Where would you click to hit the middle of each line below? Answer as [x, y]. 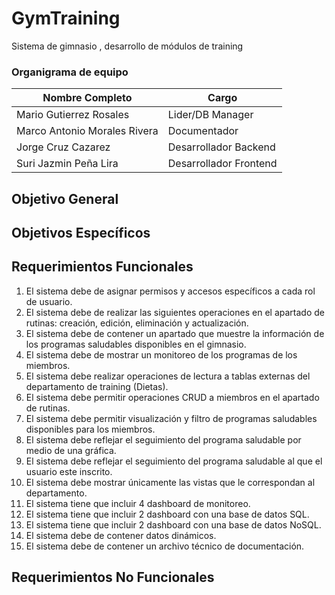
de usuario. [49, 301]
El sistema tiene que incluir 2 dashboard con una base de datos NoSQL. [173, 524]
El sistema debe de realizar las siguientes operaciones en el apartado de [175, 312]
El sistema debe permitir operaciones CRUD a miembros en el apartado [172, 397]
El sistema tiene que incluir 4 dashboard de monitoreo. [138, 503]
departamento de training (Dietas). [97, 386]
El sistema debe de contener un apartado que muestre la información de [175, 333]
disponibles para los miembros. [90, 429]
